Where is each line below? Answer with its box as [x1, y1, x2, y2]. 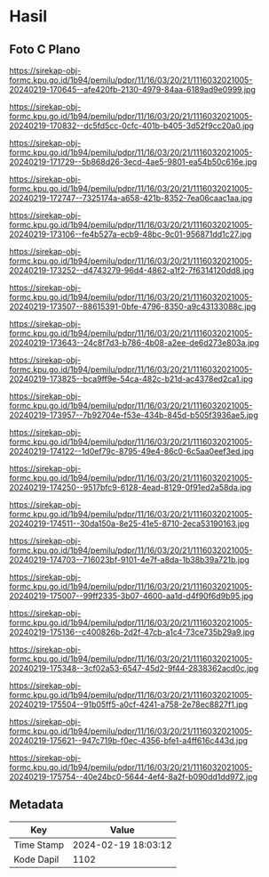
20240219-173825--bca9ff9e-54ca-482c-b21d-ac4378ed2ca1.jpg [9, 374, 253, 384]
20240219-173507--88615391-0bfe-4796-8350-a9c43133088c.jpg [9, 301, 257, 312]
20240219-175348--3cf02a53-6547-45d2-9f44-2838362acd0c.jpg [9, 663, 259, 673]
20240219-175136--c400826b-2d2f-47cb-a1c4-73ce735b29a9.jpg [9, 627, 255, 637]
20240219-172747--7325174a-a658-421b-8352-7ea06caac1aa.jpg [9, 193, 253, 203]
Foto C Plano [9, 42, 81, 57]
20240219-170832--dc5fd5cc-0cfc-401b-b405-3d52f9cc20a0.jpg [9, 120, 255, 131]
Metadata [9, 797, 64, 812]
